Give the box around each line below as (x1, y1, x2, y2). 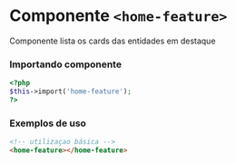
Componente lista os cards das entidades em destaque (9, 35, 216, 46)
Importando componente (9, 58, 123, 71)
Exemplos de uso (9, 117, 86, 129)
